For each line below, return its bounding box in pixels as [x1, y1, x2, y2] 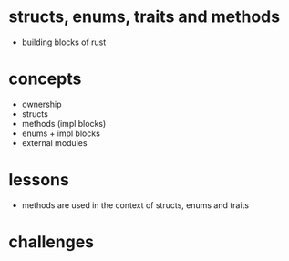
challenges [8, 232, 95, 252]
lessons [8, 170, 69, 191]
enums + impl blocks [21, 128, 101, 139]
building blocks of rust [21, 37, 107, 47]
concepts [8, 68, 82, 89]
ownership [21, 99, 62, 110]
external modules [21, 137, 88, 148]
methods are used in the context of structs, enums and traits [21, 199, 250, 211]
